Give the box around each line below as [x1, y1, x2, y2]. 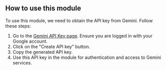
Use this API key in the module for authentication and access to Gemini [12, 54, 161, 60]
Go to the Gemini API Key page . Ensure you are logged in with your [12, 32, 153, 39]
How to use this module [5, 4, 81, 13]
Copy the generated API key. [12, 49, 73, 55]
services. [12, 59, 32, 65]
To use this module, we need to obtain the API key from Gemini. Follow [5, 17, 153, 23]
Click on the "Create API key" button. [12, 43, 90, 50]
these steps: [5, 23, 31, 29]
